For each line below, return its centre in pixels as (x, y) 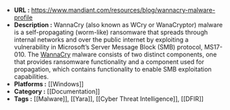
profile (23, 17)
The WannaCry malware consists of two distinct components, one (122, 54)
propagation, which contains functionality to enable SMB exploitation (113, 69)
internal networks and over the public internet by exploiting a (101, 40)
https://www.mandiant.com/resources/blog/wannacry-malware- (123, 10)
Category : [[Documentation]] (57, 91)
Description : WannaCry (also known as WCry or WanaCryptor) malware (118, 25)
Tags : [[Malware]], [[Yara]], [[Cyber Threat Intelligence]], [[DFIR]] (109, 99)
